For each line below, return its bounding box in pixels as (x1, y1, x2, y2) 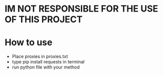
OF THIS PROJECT (5, 14, 83, 25)
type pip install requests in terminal (12, 59, 85, 65)
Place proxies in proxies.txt (12, 53, 68, 59)
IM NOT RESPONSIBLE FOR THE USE (5, 3, 158, 15)
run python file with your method (12, 64, 80, 70)
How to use (5, 37, 53, 48)
